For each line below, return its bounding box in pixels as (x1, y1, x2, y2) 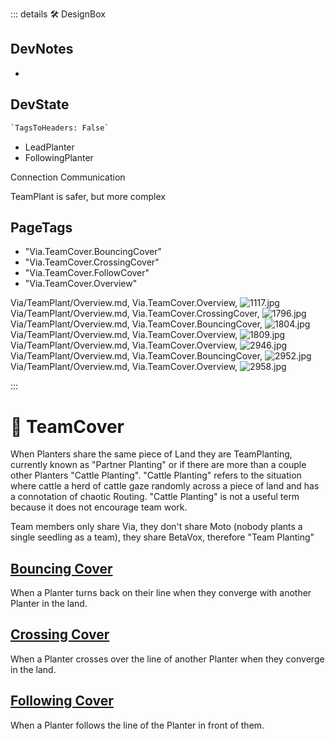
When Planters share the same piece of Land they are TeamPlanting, (10, 448, 293, 460)
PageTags (10, 219, 73, 236)
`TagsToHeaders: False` (10, 123, 110, 133)
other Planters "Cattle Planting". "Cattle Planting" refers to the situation (10, 469, 302, 482)
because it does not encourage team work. (10, 501, 188, 513)
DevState (10, 96, 70, 113)
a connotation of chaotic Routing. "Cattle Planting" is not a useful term (10, 491, 300, 503)
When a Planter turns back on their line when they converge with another (10, 587, 312, 599)
